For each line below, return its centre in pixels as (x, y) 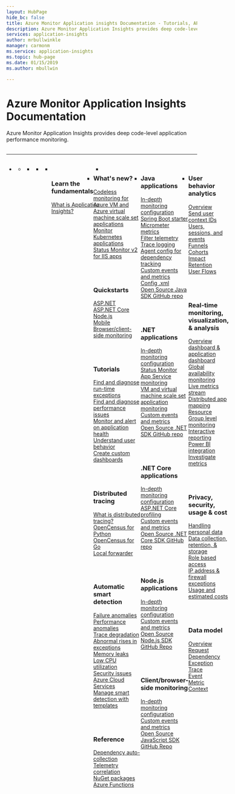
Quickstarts (111, 290)
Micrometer (155, 225)
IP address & (204, 571)
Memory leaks (111, 654)
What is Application (75, 204)
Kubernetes (108, 236)
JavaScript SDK (160, 739)
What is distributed (117, 514)
